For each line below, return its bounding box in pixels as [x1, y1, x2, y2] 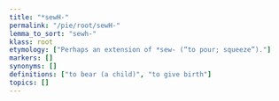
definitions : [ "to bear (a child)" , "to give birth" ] [9, 70, 213, 79]
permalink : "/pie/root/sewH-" [9, 21, 121, 30]
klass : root [9, 37, 53, 47]
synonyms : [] [9, 62, 58, 71]
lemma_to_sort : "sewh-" [9, 29, 97, 38]
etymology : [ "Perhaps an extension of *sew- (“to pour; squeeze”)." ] [9, 46, 272, 54]
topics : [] [9, 78, 50, 87]
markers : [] [9, 54, 53, 62]
